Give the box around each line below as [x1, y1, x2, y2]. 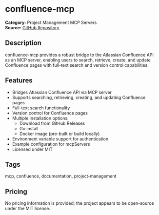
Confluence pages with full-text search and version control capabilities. [5, 62, 149, 68]
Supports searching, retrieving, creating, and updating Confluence [12, 94, 146, 100]
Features [5, 77, 33, 85]
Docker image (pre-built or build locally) [19, 131, 100, 137]
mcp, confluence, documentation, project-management [5, 173, 117, 179]
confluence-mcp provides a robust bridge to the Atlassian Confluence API [5, 52, 154, 58]
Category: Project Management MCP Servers [5, 20, 97, 25]
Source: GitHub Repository [5, 24, 60, 30]
